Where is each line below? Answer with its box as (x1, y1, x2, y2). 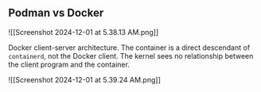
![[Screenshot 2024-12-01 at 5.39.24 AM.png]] (8, 75, 161, 84)
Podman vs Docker (8, 6, 104, 20)
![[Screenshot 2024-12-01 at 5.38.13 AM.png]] (8, 27, 159, 36)
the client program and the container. (8, 59, 130, 69)
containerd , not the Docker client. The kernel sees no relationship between (8, 51, 254, 60)
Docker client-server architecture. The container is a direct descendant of (8, 43, 251, 52)
